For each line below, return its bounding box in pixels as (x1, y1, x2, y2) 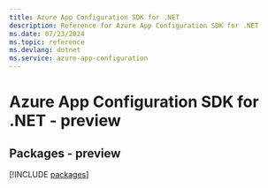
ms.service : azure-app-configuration (9, 54, 149, 63)
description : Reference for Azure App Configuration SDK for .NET (9, 21, 259, 30)
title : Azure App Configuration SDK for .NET (9, 12, 180, 22)
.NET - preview (9, 111, 121, 131)
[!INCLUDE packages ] (9, 169, 89, 179)
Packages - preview (9, 146, 121, 161)
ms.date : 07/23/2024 (9, 29, 86, 38)
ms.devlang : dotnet (9, 46, 81, 55)
